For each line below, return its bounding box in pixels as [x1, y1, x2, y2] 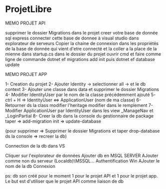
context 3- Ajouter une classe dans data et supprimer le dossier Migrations [5, 86, 160, 92]
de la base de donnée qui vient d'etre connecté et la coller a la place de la [5, 45, 157, 51]
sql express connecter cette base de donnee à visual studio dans [5, 35, 139, 41]
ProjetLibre [5, 3, 52, 15]
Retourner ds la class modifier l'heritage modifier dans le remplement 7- [5, 102, 154, 108]
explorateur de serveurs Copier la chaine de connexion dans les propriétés [5, 40, 159, 46]
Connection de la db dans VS [5, 142, 65, 148]
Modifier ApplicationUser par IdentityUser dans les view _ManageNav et [5, 107, 154, 113]
